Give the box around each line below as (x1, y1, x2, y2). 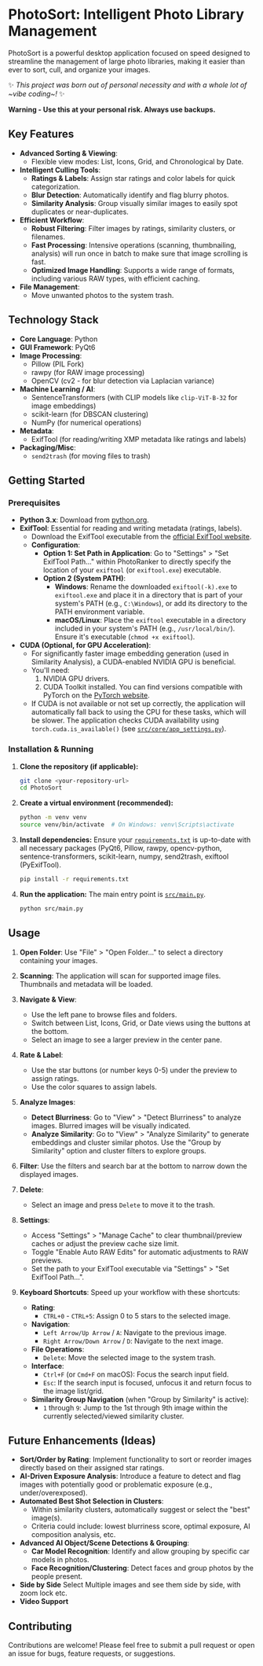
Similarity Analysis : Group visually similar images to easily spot (31, 198, 238, 208)
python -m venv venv (19, 814, 87, 822)
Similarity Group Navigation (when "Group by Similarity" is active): (31, 1394, 250, 1404)
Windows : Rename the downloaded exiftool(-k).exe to (54, 582, 238, 591)
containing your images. (19, 955, 98, 965)
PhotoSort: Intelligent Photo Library (8, 6, 245, 24)
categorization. (31, 182, 81, 191)
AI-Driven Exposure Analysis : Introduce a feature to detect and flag (19, 1472, 241, 1481)
